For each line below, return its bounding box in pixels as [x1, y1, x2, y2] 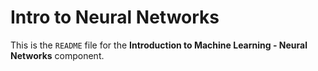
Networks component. [10, 49, 105, 61]
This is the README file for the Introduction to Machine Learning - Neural [10, 39, 308, 51]
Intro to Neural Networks [10, 6, 220, 29]
